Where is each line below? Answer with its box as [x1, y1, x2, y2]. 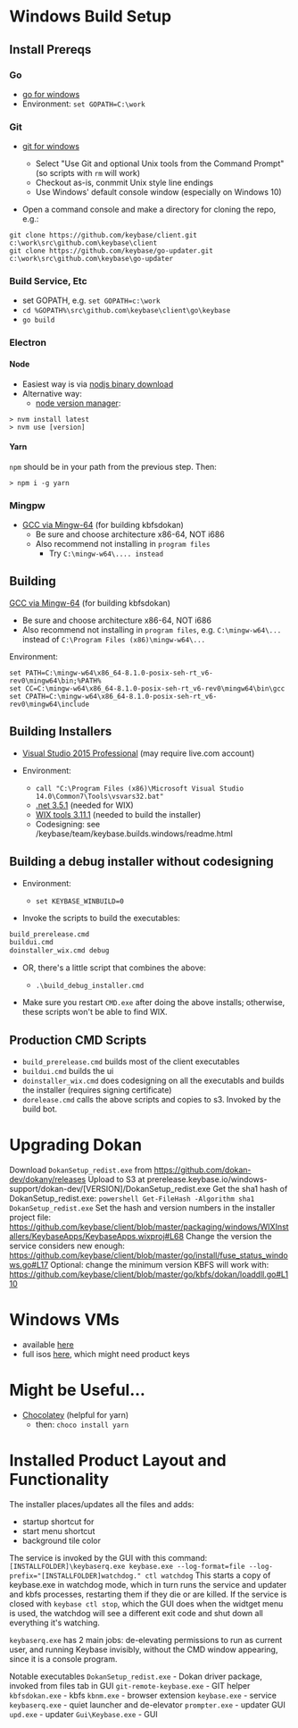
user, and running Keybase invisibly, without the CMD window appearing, [9, 1644, 278, 1655]
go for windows [21, 88, 80, 99]
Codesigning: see [35, 818, 101, 829]
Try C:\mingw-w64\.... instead [48, 548, 163, 559]
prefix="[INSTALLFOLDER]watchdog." [9, 1571, 142, 1581]
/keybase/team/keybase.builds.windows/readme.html [35, 828, 234, 839]
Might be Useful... [9, 1380, 145, 1400]
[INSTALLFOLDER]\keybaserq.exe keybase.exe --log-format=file [9, 1562, 245, 1571]
